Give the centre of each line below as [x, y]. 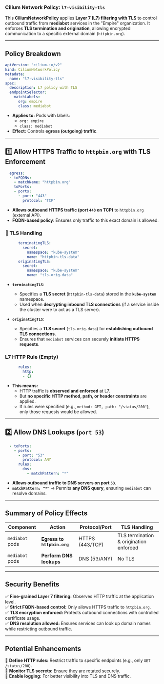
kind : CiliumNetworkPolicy [32, 69]
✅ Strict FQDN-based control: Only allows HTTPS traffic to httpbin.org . [78, 607]
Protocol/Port [96, 527]
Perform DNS [57, 555]
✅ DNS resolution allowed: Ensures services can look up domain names [78, 623]
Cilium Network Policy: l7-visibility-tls [55, 7]
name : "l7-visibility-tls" [37, 79]
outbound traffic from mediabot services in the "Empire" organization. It [78, 23]
